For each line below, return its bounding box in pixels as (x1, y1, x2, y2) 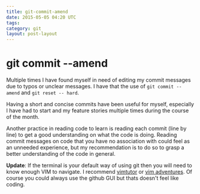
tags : (6, 20, 20, 26)
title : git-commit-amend (6, 8, 68, 15)
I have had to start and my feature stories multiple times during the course (6, 107, 189, 114)
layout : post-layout (6, 31, 58, 37)
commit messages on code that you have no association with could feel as (6, 138, 190, 145)
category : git (6, 25, 42, 32)
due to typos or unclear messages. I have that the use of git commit (6, 83, 174, 90)
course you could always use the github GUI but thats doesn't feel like (6, 174, 179, 182)
